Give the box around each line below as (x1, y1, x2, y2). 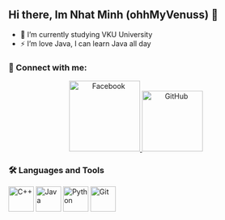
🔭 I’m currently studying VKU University (19, 29, 153, 39)
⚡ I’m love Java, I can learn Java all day (19, 38, 151, 49)
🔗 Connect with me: (8, 61, 87, 73)
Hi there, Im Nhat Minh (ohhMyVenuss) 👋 (8, 8, 219, 22)
